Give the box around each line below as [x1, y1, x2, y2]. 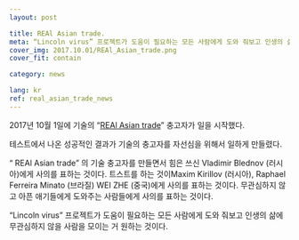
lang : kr [9, 86, 42, 95]
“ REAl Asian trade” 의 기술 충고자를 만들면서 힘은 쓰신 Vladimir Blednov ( [9, 157, 270, 168]
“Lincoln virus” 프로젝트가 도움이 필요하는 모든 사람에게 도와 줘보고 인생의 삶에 [9, 210, 284, 220]
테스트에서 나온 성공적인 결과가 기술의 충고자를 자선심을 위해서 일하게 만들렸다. [9, 139, 283, 149]
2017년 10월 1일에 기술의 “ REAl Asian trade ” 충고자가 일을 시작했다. [9, 119, 246, 130]
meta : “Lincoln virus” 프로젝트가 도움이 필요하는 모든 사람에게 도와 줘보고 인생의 [9, 37, 284, 46]
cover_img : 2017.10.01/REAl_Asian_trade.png [9, 45, 177, 54]
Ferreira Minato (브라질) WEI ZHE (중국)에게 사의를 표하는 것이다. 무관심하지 [9, 180, 278, 190]
